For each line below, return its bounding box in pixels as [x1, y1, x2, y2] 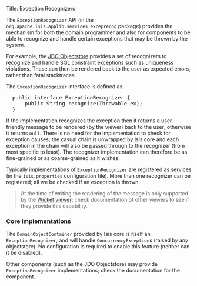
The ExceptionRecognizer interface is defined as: [6, 83, 125, 90]
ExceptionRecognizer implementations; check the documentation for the [6, 267, 181, 274]
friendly [6, 124, 25, 130]
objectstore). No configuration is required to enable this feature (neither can [6, 243, 190, 250]
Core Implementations [6, 217, 72, 225]
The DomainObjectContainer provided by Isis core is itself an [6, 231, 151, 238]
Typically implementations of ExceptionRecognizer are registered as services [6, 166, 192, 173]
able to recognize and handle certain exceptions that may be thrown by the [6, 35, 188, 42]
